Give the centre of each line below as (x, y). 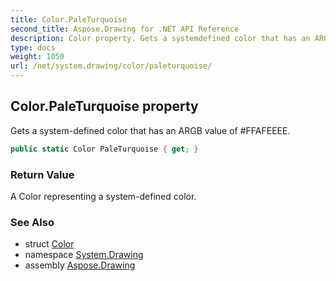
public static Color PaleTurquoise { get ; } (104, 149)
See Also (32, 222)
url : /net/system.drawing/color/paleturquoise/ (111, 66)
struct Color (49, 244)
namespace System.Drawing (84, 255)
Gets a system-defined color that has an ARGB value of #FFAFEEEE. (150, 130)
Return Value (42, 174)
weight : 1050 (37, 57)
